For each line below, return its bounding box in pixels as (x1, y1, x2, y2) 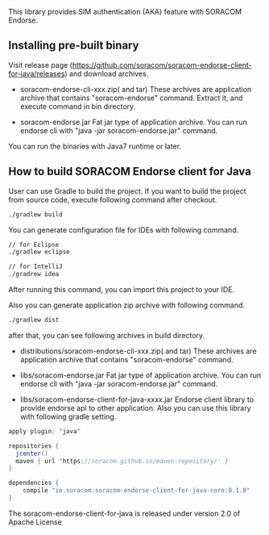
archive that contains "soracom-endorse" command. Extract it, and (19, 93, 243, 102)
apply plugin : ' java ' (8, 427, 81, 435)
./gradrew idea (8, 270, 60, 278)
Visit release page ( (8, 60, 72, 69)
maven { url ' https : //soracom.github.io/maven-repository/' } (15, 457, 229, 465)
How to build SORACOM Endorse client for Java (8, 165, 251, 178)
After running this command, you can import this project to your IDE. (8, 285, 235, 294)
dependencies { (8, 479, 60, 487)
